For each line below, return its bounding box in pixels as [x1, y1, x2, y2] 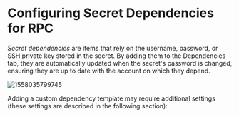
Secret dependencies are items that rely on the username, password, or [7, 44, 218, 52]
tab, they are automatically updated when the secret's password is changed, [7, 58, 233, 67]
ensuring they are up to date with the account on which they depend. [7, 66, 210, 75]
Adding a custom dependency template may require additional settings [7, 94, 215, 103]
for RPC [7, 20, 54, 36]
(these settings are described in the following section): [7, 101, 168, 110]
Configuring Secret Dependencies [7, 5, 214, 21]
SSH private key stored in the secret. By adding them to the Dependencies [7, 51, 226, 60]
